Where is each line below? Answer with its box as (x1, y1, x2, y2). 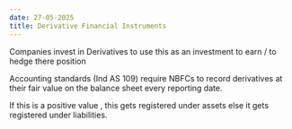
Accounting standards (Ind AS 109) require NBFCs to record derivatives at (9, 73, 283, 83)
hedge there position (9, 56, 87, 66)
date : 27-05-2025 (9, 13, 75, 22)
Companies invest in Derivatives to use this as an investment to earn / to (9, 46, 277, 56)
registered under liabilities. (9, 109, 108, 120)
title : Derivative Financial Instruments (9, 21, 167, 30)
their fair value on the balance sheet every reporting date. (9, 82, 223, 93)
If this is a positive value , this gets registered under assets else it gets (9, 99, 270, 110)
